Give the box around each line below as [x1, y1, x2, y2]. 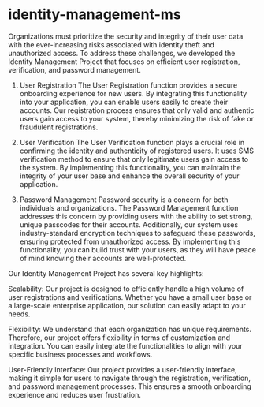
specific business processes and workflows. [8, 349, 153, 359]
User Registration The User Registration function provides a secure [19, 80, 238, 90]
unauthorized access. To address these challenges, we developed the [8, 48, 236, 58]
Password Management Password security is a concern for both [19, 195, 229, 204]
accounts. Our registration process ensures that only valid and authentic [19, 105, 255, 115]
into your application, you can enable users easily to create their [19, 97, 229, 106]
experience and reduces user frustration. [8, 390, 142, 399]
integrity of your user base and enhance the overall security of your [19, 171, 240, 181]
